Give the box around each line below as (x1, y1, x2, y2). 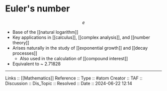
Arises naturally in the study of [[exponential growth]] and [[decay (12, 45, 148, 51)
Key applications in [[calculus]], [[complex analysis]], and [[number (12, 34, 151, 40)
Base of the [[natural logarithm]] (12, 29, 79, 35)
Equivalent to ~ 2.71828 (12, 61, 61, 67)
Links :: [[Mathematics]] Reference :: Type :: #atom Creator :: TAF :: (5, 75, 143, 81)
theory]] (12, 39, 29, 45)
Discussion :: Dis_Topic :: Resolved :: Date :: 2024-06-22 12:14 (5, 80, 133, 86)
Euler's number (5, 3, 70, 14)
